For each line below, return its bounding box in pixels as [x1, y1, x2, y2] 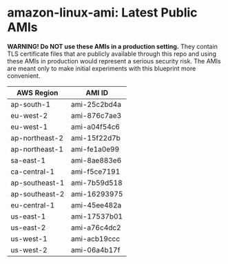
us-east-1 [10, 212, 46, 221]
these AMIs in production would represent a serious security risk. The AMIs [7, 57, 222, 65]
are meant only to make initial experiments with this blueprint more [7, 64, 196, 72]
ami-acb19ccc [71, 234, 121, 243]
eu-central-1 [10, 200, 55, 210]
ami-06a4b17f [71, 245, 121, 254]
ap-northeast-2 [10, 133, 64, 143]
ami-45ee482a [71, 200, 122, 210]
